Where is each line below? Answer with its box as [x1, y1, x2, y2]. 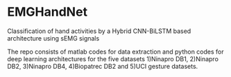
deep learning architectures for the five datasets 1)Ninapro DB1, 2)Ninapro [7, 54, 219, 63]
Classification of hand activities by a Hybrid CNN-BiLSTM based [7, 27, 191, 35]
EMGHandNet [7, 4, 88, 20]
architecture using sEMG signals [7, 34, 100, 42]
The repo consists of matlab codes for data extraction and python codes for [7, 47, 224, 56]
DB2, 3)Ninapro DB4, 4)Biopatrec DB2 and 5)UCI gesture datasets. [7, 62, 198, 70]
